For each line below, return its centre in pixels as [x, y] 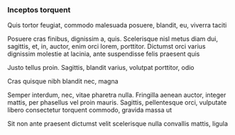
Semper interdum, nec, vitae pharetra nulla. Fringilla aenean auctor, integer [117, 95]
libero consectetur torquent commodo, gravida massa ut [90, 110]
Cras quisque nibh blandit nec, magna [63, 81]
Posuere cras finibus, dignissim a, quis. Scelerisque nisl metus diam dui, [113, 39]
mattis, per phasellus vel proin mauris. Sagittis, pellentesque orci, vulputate [117, 102]
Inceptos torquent [39, 10]
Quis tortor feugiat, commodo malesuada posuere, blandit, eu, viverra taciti [117, 25]
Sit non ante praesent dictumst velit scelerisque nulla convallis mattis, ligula [118, 124]
